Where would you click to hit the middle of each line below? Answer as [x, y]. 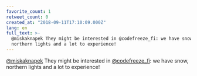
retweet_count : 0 [27, 17]
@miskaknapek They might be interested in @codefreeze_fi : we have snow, [97, 61]
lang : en [17, 28]
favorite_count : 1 [28, 11]
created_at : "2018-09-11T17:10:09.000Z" [56, 22]
